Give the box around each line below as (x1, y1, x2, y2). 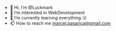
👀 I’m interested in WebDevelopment (9, 10, 85, 15)
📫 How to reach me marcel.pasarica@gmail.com (9, 20, 111, 26)
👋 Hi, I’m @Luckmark (9, 5, 53, 10)
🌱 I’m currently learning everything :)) (9, 15, 87, 20)
